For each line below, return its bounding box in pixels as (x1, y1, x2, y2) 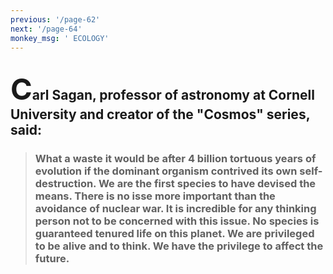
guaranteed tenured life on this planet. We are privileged (34, 226, 315, 240)
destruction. (34, 176, 97, 190)
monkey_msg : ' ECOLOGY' (10, 33, 110, 43)
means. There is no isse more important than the (34, 189, 276, 203)
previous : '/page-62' (10, 14, 101, 25)
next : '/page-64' (10, 24, 83, 34)
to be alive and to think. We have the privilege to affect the (34, 239, 324, 253)
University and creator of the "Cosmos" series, (10, 106, 311, 123)
